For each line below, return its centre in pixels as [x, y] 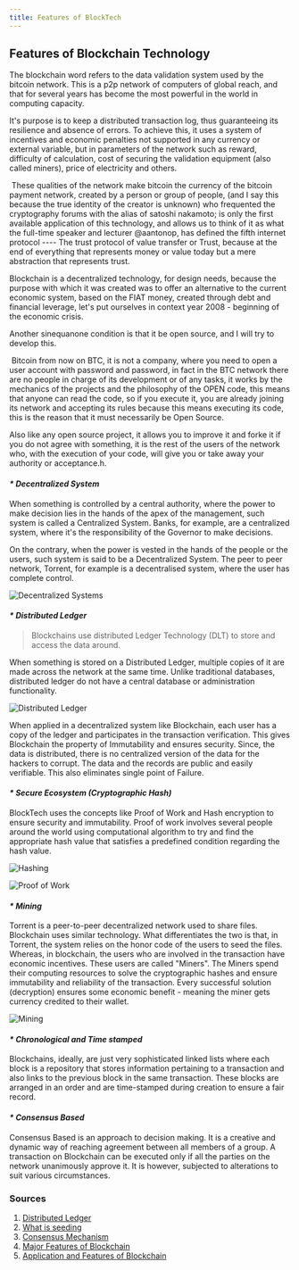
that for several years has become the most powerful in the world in [134, 94]
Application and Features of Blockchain [94, 1256]
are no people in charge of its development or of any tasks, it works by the [146, 379]
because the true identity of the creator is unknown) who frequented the [142, 204]
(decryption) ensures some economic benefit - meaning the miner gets [140, 992]
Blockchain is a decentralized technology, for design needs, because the [143, 278]
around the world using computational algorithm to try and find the [132, 832]
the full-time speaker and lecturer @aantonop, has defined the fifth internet [148, 233]
